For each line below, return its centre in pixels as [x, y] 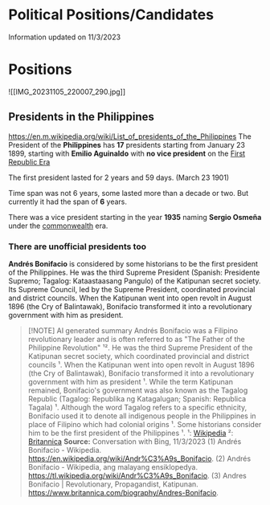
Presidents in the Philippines [82, 117]
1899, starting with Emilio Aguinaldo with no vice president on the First [127, 153]
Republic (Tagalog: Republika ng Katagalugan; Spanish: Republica [137, 398]
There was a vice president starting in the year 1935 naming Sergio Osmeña [135, 217]
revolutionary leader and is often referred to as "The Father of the [136, 339]
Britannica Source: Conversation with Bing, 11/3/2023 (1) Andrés [135, 441]
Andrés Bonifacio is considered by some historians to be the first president [133, 263]
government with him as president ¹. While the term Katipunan [130, 381]
